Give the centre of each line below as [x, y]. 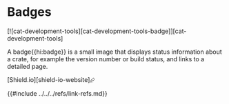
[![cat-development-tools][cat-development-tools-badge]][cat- [97, 31]
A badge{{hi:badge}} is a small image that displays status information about [114, 52]
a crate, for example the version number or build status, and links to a [106, 59]
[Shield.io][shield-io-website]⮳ [51, 79]
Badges [29, 12]
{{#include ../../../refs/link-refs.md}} [58, 93]
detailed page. [28, 66]
